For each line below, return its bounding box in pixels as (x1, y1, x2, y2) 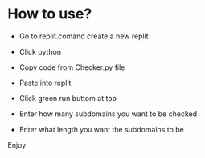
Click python (18, 47, 62, 56)
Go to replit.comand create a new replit (18, 31, 150, 41)
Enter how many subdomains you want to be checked (18, 109, 198, 119)
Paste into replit (18, 78, 72, 87)
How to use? (7, 5, 92, 23)
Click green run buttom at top (18, 93, 117, 103)
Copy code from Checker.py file (18, 62, 125, 72)
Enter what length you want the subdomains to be (18, 124, 184, 134)
